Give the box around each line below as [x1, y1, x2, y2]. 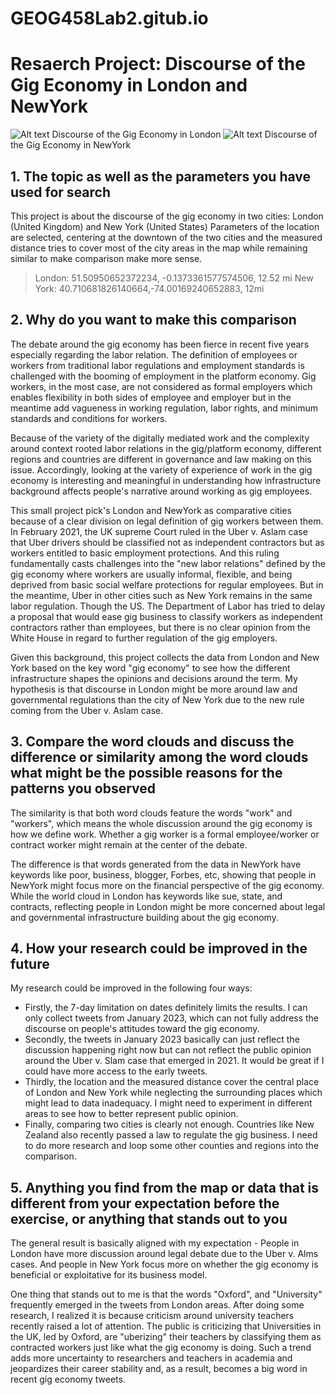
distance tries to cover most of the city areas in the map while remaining [10, 242, 308, 254]
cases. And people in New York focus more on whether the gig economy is [10, 1258, 319, 1271]
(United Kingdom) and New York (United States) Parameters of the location [10, 220, 320, 232]
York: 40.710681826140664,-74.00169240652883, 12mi [34, 282, 265, 294]
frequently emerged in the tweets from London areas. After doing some [10, 1299, 305, 1311]
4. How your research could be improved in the [10, 940, 308, 957]
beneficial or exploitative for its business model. [10, 1269, 208, 1281]
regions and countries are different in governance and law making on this [10, 453, 312, 465]
